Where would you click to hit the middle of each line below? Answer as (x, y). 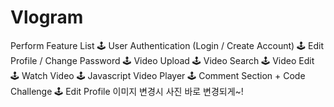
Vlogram (47, 17)
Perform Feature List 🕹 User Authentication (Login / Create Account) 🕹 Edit (167, 45)
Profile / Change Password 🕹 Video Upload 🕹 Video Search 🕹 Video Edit (162, 60)
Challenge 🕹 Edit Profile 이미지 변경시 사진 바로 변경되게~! (127, 91)
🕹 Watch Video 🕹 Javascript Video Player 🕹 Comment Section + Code (158, 75)
